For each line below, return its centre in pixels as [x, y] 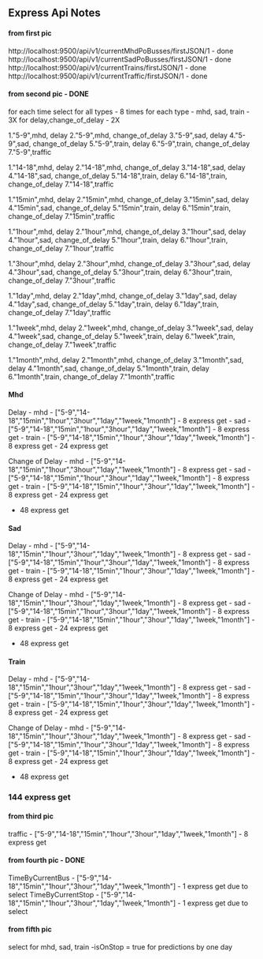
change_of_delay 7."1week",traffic [62, 344]
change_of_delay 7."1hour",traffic [61, 248]
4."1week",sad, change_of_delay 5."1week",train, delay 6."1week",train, [122, 336]
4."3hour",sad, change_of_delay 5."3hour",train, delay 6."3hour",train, [120, 272]
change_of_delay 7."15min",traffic [62, 216]
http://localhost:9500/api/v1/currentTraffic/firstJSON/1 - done [108, 76]
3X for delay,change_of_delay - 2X [64, 120]
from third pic [31, 816]
